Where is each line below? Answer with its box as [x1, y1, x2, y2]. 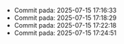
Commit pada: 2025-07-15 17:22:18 [13, 21, 117, 29]
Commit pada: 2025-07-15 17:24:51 [13, 28, 117, 37]
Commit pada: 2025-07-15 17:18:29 [13, 13, 117, 22]
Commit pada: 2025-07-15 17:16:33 [13, 6, 117, 14]
